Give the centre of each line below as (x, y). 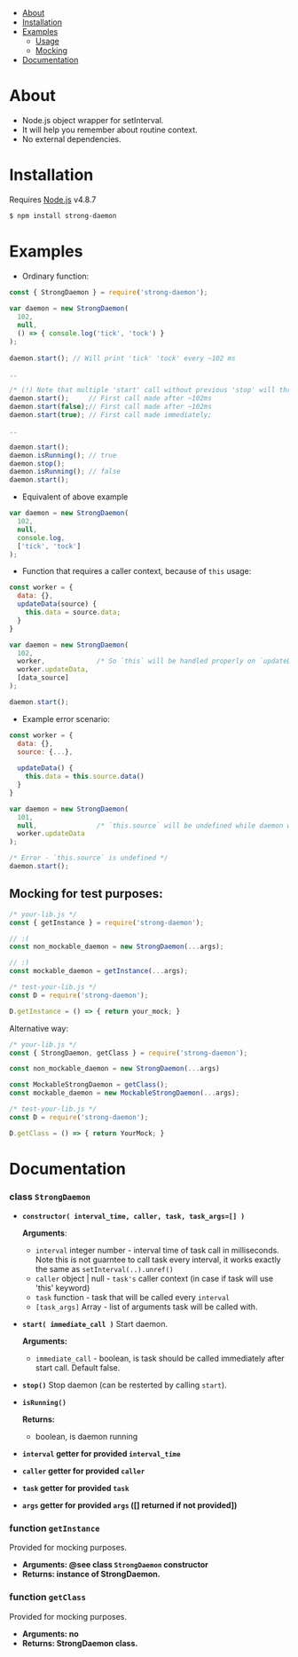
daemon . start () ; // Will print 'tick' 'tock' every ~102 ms (123, 358)
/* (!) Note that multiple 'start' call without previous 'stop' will (142, 390)
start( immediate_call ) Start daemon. (95, 1324)
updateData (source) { (57, 604)
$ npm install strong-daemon (63, 216)
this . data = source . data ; (73, 613)
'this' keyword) (63, 1288)
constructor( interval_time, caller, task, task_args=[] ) (133, 1217)
